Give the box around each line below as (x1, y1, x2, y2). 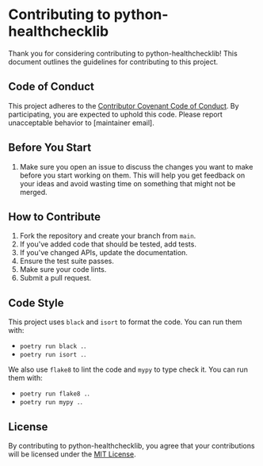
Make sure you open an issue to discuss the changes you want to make (19, 162, 253, 171)
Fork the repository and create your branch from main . (19, 231, 196, 241)
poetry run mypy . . (19, 397, 83, 407)
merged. (19, 187, 48, 197)
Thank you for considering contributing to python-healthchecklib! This (8, 48, 238, 58)
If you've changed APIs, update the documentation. (19, 248, 189, 258)
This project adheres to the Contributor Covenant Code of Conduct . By (8, 101, 239, 110)
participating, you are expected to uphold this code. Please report (8, 109, 223, 119)
